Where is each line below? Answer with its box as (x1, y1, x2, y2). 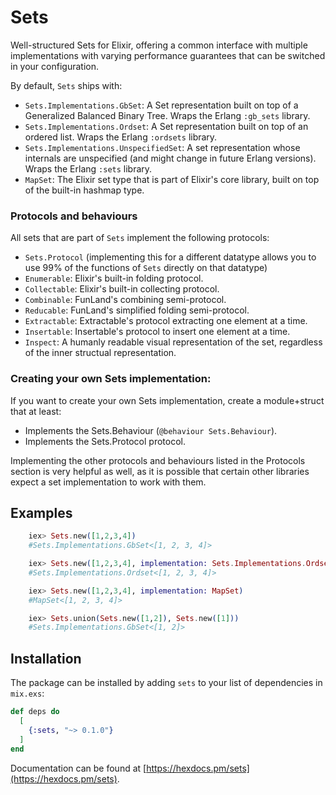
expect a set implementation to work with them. (10, 476, 207, 488)
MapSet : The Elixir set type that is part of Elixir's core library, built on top (24, 173, 320, 185)
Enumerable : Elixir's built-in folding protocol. (24, 272, 204, 285)
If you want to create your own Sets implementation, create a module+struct (10, 394, 325, 406)
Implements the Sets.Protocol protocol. (24, 435, 186, 447)
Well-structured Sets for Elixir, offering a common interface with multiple (10, 39, 308, 51)
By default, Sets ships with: (10, 79, 123, 91)
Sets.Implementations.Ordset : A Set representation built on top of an (24, 120, 309, 132)
